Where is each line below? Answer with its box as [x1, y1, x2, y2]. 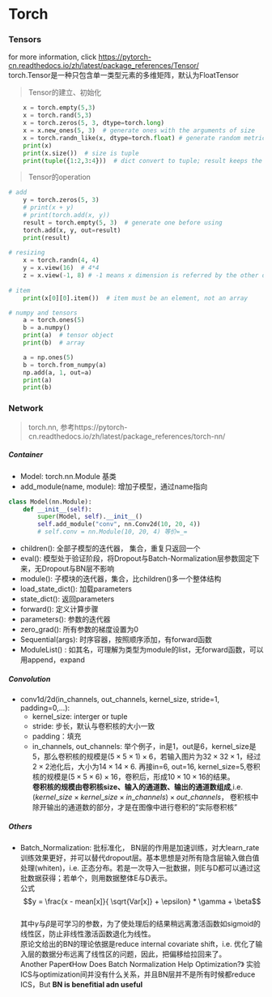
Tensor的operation [28, 172, 91, 182]
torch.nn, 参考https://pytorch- [28, 422, 128, 432]
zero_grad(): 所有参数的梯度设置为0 [19, 625, 139, 634]
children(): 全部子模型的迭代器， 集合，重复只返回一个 [19, 544, 201, 553]
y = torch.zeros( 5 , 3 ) [23, 196, 100, 204]
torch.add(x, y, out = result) [23, 226, 121, 234]
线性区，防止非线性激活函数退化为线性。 [19, 929, 155, 939]
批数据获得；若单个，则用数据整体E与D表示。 [19, 873, 172, 883]
